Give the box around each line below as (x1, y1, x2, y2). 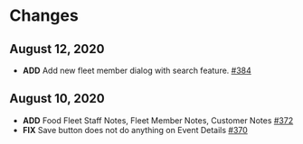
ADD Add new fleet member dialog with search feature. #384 (22, 65, 251, 76)
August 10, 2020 (9, 91, 106, 106)
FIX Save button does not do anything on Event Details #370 (22, 124, 249, 135)
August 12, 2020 (9, 41, 105, 57)
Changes (9, 5, 79, 26)
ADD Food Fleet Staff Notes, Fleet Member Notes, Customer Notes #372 (22, 114, 294, 126)
